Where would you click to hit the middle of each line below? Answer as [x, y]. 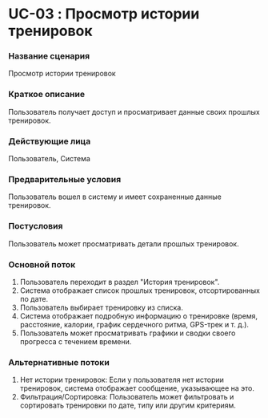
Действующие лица [50, 141]
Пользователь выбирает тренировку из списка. [102, 307]
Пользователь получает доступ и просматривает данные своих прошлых [134, 112]
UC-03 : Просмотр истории [104, 14]
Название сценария [49, 56]
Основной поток [42, 264]
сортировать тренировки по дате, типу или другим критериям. [128, 405]
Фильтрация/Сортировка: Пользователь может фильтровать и [127, 397]
